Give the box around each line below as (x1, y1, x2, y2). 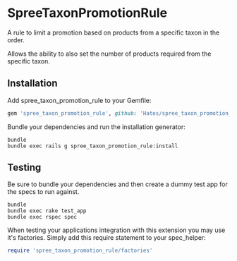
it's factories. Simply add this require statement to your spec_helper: (7, 233, 206, 242)
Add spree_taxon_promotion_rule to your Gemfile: (7, 96, 152, 104)
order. (7, 35, 25, 44)
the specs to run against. (7, 188, 80, 196)
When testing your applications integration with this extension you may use (7, 226, 226, 234)
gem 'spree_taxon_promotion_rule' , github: (7, 109, 138, 117)
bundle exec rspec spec (7, 214, 78, 221)
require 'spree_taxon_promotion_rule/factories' (7, 247, 153, 255)
